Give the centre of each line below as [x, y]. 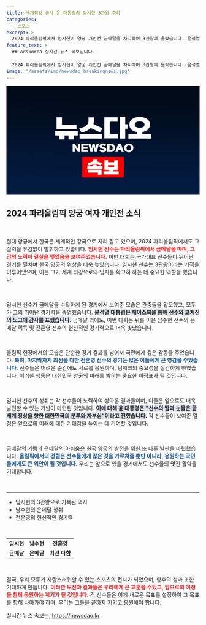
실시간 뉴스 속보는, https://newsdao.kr [53, 616]
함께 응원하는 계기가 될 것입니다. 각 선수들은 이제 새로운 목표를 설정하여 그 [100, 595]
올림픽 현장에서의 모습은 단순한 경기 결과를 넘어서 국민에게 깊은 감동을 [90, 352]
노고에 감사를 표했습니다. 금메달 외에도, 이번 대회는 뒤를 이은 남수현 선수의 [101, 320]
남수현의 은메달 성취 [39, 510]
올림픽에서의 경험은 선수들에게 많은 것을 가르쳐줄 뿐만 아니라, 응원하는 [102, 456]
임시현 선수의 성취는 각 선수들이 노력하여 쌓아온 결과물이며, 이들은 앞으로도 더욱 [101, 400]
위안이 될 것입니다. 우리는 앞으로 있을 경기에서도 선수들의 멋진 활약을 [115, 464]
